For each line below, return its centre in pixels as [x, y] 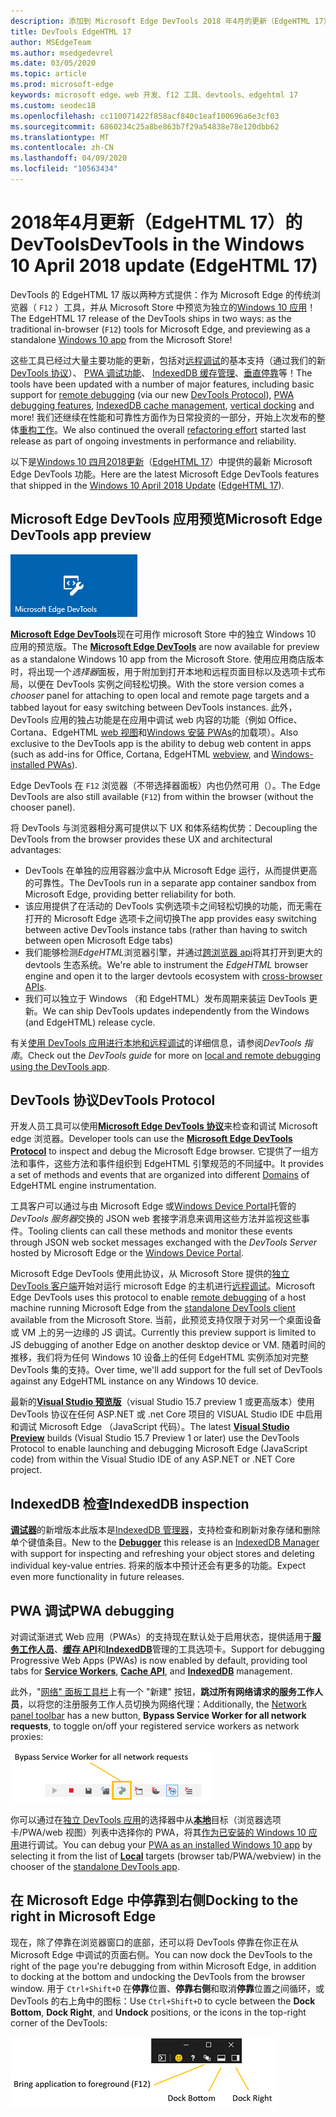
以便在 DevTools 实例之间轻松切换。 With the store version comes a [166, 684]
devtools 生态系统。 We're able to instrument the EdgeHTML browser [166, 964]
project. [26, 1470]
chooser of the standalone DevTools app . [95, 1867]
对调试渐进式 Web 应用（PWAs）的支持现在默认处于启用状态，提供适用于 [161, 1637]
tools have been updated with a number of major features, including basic [162, 384]
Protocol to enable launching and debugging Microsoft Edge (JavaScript [159, 1449]
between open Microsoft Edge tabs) [99, 940]
